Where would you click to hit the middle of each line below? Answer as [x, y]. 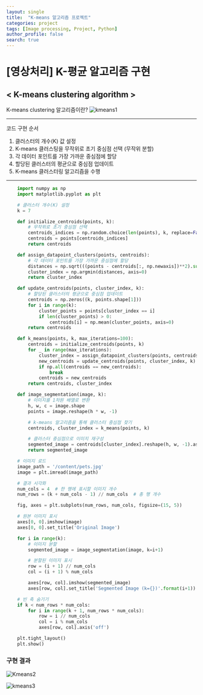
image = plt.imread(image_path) [58, 472]
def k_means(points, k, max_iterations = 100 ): [76, 339]
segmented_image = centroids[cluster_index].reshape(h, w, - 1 [108, 445]
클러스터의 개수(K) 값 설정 [46, 141]
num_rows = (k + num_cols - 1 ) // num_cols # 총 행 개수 [89, 494]
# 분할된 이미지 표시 [50, 561]
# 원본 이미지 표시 [37, 517]
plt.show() [31, 644]
